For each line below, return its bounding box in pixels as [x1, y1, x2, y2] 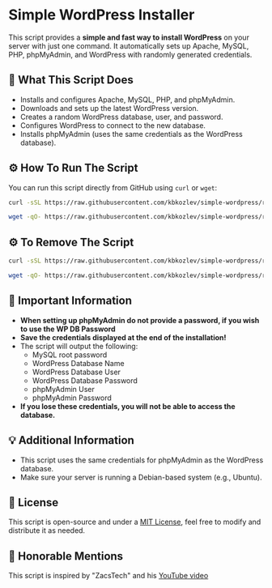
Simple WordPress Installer [8, 6, 195, 24]
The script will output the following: [19, 341, 138, 351]
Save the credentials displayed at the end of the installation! [19, 332, 227, 342]
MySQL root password [32, 350, 108, 360]
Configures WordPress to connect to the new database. [19, 120, 206, 130]
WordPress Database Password [32, 375, 138, 386]
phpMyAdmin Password [32, 393, 112, 403]
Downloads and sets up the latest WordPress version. [19, 103, 199, 113]
